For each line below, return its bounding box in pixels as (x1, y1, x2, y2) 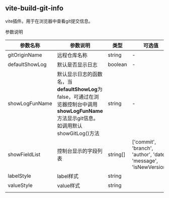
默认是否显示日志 (57, 61, 98, 68)
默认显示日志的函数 (57, 71, 103, 78)
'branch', (132, 145, 153, 152)
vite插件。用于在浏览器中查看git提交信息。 (5, 18, 93, 24)
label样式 (57, 172, 79, 179)
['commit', (132, 138, 156, 145)
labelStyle (8, 172, 31, 179)
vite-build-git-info (5, 4, 64, 13)
